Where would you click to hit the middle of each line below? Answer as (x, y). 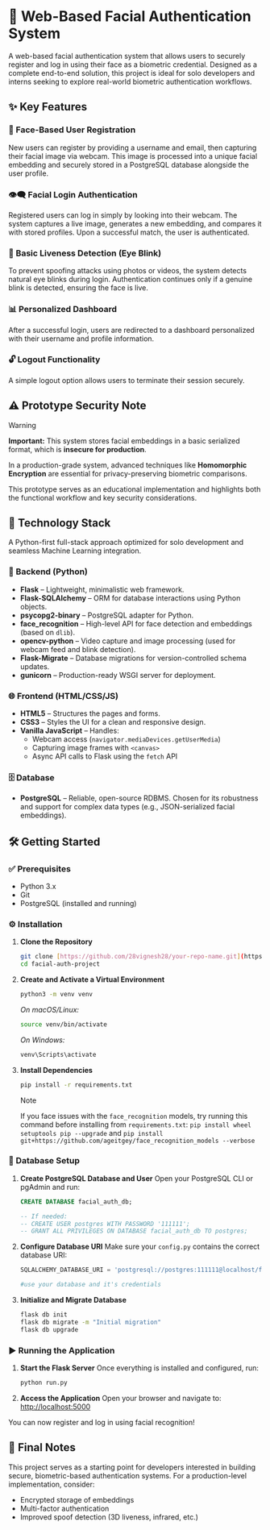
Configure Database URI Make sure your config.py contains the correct (140, 1247)
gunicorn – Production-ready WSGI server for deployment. (118, 675)
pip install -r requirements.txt (76, 1085)
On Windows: (42, 1040)
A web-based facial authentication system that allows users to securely (127, 56)
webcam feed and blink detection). (78, 649)
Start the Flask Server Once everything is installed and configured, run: (139, 1368)
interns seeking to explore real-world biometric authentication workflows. (130, 81)
